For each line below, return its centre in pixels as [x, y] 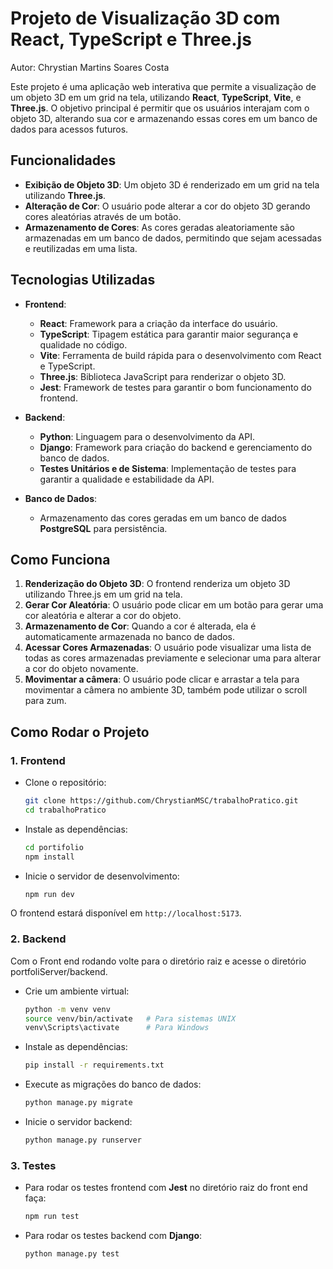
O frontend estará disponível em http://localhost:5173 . [126, 913]
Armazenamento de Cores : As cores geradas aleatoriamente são [159, 227]
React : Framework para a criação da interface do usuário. [158, 323]
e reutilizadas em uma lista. [81, 248]
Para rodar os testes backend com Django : [113, 1236]
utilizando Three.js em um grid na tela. [103, 594]
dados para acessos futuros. [69, 129]
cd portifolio [54, 847]
